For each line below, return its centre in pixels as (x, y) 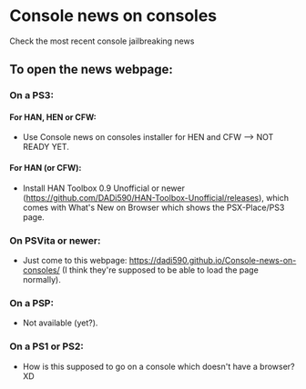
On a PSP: (32, 303)
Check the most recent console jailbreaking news (102, 41)
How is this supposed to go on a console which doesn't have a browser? (158, 366)
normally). (41, 279)
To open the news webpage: (91, 70)
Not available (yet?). (60, 323)
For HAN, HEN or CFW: (53, 117)
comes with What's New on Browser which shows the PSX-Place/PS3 (153, 207)
